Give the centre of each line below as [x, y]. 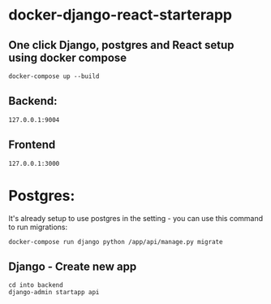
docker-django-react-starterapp [120, 15]
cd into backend [36, 285]
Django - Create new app [73, 266]
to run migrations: [38, 227]
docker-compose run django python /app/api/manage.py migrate [116, 241]
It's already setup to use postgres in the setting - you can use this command [136, 218]
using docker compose [68, 57]
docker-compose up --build [54, 76]
